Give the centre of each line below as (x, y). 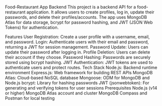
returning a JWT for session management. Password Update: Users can (77, 47)
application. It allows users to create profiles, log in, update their (90, 12)
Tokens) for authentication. (32, 27)
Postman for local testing (30, 98)
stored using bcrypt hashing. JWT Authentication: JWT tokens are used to (79, 62)
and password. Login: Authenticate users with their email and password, (77, 42)
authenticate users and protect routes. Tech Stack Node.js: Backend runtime (81, 67)
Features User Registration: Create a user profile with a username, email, (77, 37)
